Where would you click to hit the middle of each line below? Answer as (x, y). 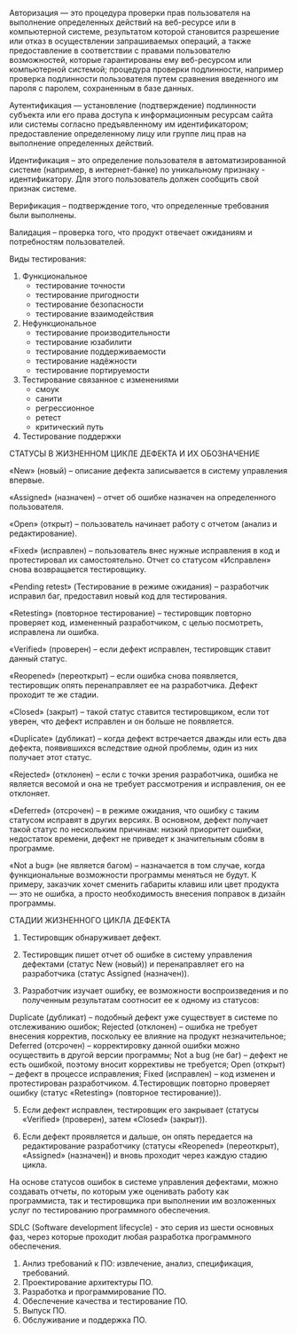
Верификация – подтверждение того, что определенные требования (139, 206)
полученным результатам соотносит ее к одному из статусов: (141, 1000)
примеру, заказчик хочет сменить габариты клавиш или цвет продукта (144, 884)
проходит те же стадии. (54, 694)
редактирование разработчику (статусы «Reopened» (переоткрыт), (150, 1146)
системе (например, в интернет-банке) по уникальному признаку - (137, 169)
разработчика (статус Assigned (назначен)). (106, 973)
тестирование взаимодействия (94, 314)
